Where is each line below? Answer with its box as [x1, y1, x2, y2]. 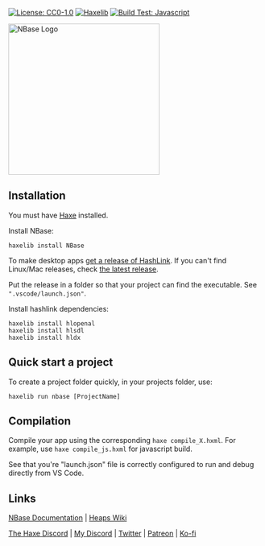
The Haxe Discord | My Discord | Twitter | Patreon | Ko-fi [8, 528, 197, 539]
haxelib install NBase [8, 242, 85, 250]
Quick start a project [8, 355, 114, 370]
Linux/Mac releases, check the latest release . [8, 264, 159, 274]
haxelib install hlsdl [8, 326, 85, 334]
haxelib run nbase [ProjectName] [8, 392, 121, 400]
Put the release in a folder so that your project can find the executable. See [8, 279, 258, 289]
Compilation [8, 415, 71, 428]
